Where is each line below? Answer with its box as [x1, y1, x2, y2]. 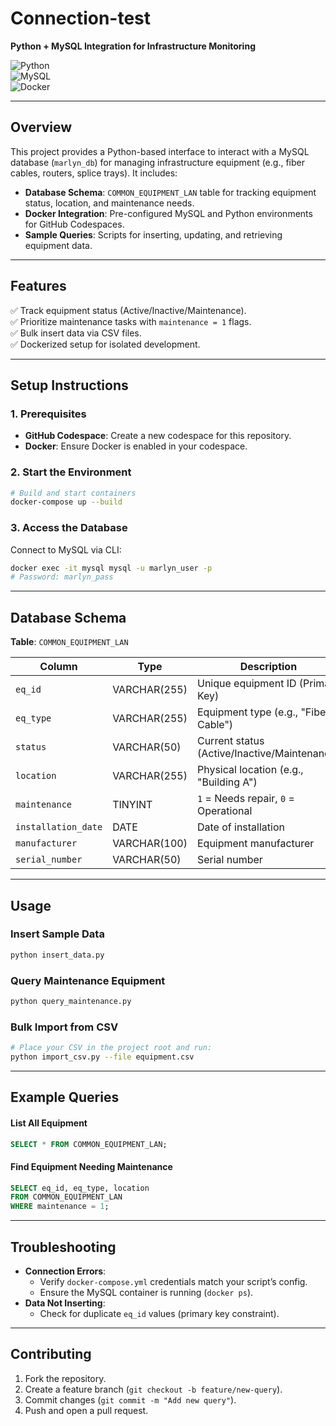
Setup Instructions [10, 377, 129, 394]
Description [239, 660, 298, 674]
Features [10, 278, 67, 295]
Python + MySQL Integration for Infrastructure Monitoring [10, 40, 256, 52]
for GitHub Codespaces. [24, 218, 125, 230]
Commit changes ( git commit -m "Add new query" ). [24, 1393, 237, 1406]
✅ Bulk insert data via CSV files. [10, 327, 142, 339]
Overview [10, 119, 73, 136]
